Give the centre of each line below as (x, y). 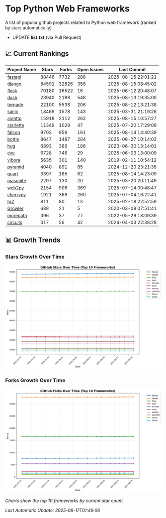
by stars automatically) (29, 27)
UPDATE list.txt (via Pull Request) (47, 37)
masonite (17, 181)
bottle (13, 139)
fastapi (14, 77)
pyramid (16, 167)
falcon (14, 132)
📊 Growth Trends (33, 240)
